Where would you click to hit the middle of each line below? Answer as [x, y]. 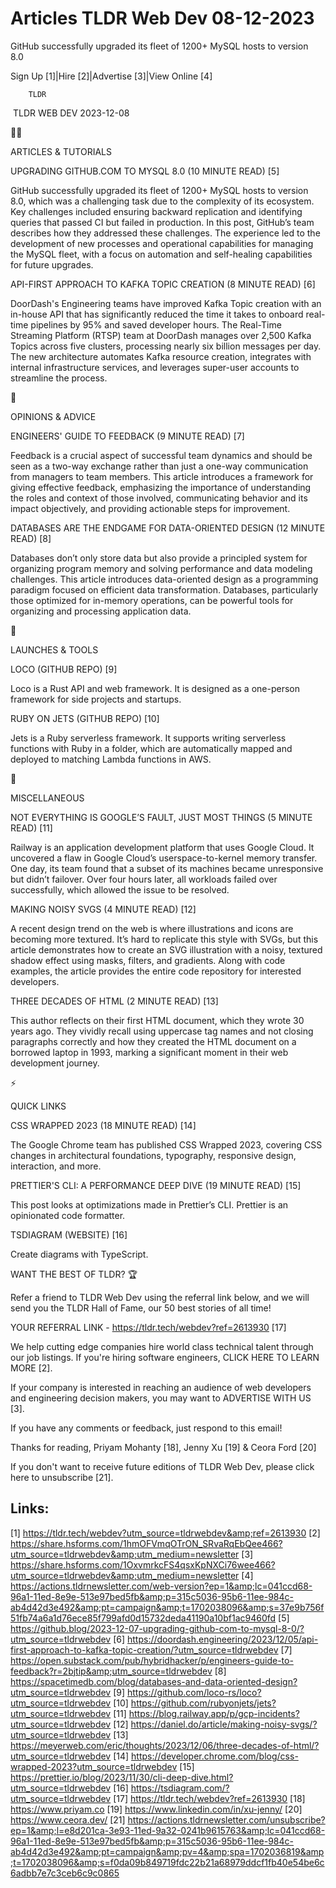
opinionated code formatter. [68, 1215]
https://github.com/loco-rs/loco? [194, 1692]
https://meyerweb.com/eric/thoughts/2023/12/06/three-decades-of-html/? [165, 1745]
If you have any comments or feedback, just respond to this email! [146, 1428]
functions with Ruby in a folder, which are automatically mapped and [151, 748]
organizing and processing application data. [101, 611]
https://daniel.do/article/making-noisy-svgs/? [224, 1724]
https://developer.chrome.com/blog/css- [215, 1756]
